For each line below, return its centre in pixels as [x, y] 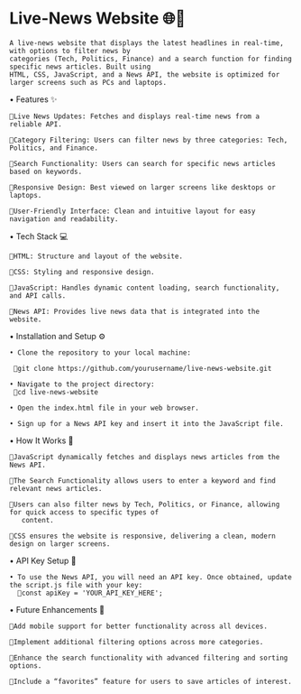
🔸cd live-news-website [56, 392]
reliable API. [36, 124]
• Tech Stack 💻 [39, 236]
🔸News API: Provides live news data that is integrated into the [134, 311]
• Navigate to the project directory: [82, 384]
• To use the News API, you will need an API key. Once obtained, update [151, 577]
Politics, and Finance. [54, 148]
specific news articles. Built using [80, 67]
